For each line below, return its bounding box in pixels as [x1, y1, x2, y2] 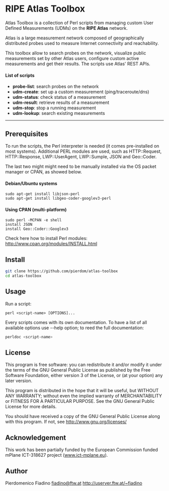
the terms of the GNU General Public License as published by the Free [5, 367, 151, 373]
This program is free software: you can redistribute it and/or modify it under [5, 361, 162, 368]
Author [5, 467, 28, 475]
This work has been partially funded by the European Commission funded [5, 447, 158, 453]
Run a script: [5, 300, 32, 306]
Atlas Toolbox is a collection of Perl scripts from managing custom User [5, 20, 154, 26]
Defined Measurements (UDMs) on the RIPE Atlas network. [5, 25, 128, 31]
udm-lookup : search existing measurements [12, 110, 105, 116]
